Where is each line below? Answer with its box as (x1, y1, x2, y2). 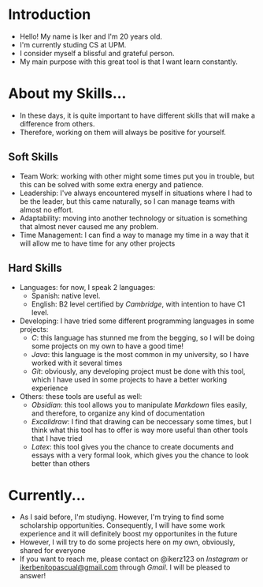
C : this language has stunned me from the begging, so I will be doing (31, 333, 255, 342)
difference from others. (19, 119, 95, 128)
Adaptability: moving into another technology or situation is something (19, 213, 248, 223)
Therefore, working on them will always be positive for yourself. (19, 127, 227, 137)
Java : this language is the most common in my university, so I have (31, 349, 250, 359)
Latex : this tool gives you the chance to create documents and (31, 442, 234, 451)
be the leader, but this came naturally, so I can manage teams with (19, 196, 235, 206)
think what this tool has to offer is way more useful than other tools (31, 425, 249, 435)
